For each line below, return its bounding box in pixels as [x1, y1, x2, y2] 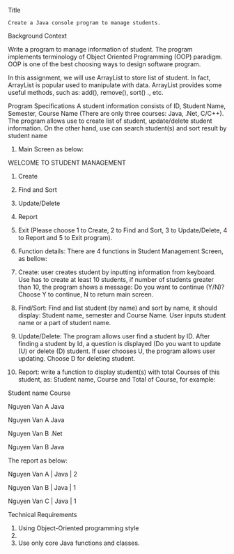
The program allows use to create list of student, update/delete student [8, 117, 212, 125]
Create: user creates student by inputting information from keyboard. [17, 268, 217, 276]
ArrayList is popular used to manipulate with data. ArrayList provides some [8, 81, 222, 89]
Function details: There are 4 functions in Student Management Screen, [17, 247, 224, 255]
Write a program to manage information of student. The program [8, 45, 193, 53]
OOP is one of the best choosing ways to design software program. [8, 60, 201, 68]
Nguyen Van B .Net [8, 429, 63, 437]
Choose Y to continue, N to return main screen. [17, 290, 154, 299]
